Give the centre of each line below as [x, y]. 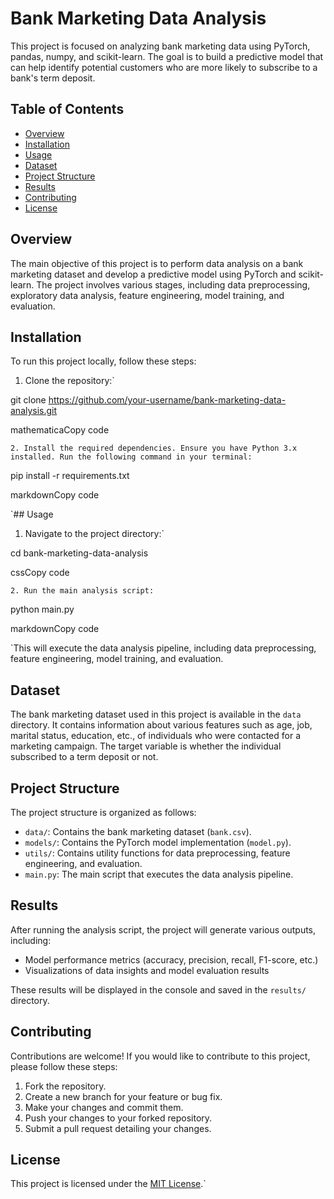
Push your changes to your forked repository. [118, 1118]
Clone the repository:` [69, 381]
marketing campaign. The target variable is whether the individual [146, 746]
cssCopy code [40, 573]
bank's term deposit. [53, 78]
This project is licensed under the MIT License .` [108, 1184]
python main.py [42, 609]
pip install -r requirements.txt [70, 476]
